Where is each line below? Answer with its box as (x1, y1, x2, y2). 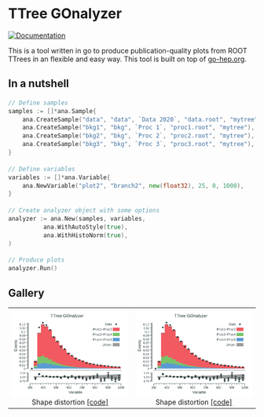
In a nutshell (8, 77, 69, 90)
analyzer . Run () (8, 265, 58, 273)
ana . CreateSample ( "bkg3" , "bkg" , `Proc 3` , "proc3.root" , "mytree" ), (22, 141, 255, 148)
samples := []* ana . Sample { (8, 107, 97, 115)
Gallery (8, 286, 45, 299)
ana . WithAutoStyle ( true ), (42, 223, 128, 231)
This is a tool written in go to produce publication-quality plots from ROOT (8, 46, 247, 55)
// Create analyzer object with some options (8, 207, 159, 214)
